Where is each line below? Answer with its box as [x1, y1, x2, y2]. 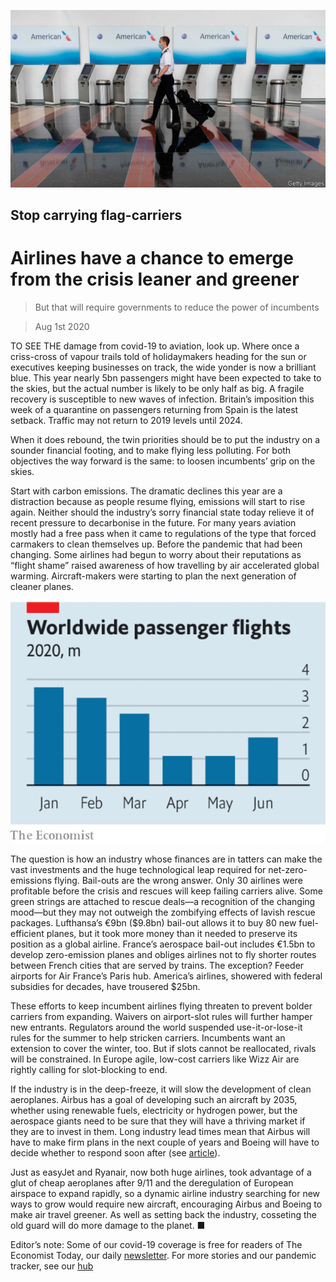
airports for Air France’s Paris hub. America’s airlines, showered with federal [10, 970, 323, 982]
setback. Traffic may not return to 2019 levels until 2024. [10, 414, 243, 426]
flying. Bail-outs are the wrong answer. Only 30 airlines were [53, 874, 303, 886]
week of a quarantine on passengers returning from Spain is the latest [10, 403, 299, 415]
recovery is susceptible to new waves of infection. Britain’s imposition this [10, 393, 315, 405]
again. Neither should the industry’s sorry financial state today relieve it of [10, 506, 315, 518]
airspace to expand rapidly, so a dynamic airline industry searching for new [10, 1187, 321, 1199]
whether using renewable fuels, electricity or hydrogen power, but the [10, 1104, 298, 1116]
